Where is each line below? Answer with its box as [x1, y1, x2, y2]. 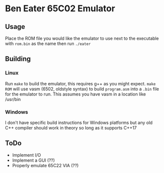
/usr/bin [5, 96, 21, 102]
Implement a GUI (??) [12, 157, 55, 163]
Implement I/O [12, 152, 41, 158]
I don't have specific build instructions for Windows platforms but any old [5, 120, 153, 125]
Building [5, 55, 31, 63]
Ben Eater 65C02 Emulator [5, 3, 116, 14]
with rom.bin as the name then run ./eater [5, 41, 91, 47]
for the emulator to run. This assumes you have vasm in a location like [5, 91, 146, 97]
